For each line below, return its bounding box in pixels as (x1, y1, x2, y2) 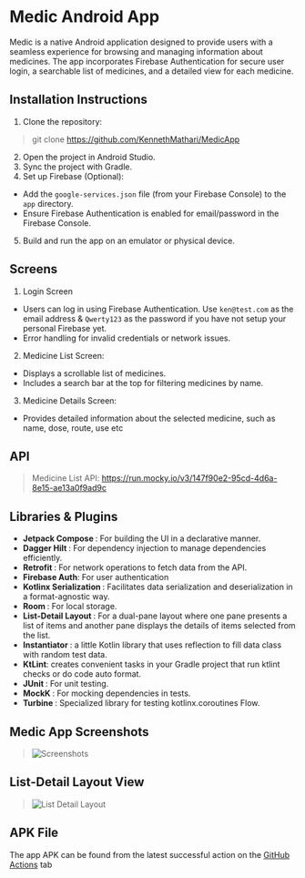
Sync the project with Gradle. (22, 161, 133, 172)
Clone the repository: (22, 116, 103, 127)
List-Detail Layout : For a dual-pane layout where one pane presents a (22, 610, 288, 621)
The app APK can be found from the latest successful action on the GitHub (9, 849, 290, 860)
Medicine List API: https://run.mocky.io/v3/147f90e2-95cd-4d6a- (31, 473, 278, 484)
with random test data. (22, 649, 107, 660)
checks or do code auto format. (22, 669, 142, 679)
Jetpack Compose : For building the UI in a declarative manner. (22, 533, 261, 544)
